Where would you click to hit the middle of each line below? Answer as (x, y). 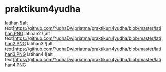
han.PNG (14, 33)
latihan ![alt (17, 23)
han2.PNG (16, 43)
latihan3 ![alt (40, 43)
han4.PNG (16, 65)
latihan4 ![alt (40, 54)
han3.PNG (16, 54)
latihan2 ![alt (37, 33)
